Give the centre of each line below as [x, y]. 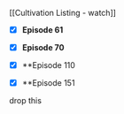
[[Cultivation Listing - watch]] [63, 13]
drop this [26, 101]
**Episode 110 [48, 65]
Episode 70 [43, 48]
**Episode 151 [48, 83]
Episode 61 [43, 30]
